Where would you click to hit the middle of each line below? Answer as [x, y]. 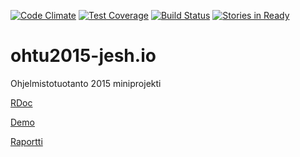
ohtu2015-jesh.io [83, 56]
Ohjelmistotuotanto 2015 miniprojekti [86, 83]
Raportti [26, 141]
